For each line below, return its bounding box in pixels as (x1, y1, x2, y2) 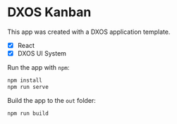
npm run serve (7, 83, 49, 90)
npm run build (7, 110, 49, 117)
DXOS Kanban (7, 4, 92, 20)
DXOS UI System (17, 49, 67, 57)
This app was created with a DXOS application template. (7, 27, 171, 36)
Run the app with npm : (7, 63, 70, 72)
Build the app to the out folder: (7, 96, 97, 104)
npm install (7, 77, 42, 85)
